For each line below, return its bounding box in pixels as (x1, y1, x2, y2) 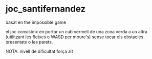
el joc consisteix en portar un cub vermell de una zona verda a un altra (5, 29, 148, 34)
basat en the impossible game (5, 19, 66, 25)
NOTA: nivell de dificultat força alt (5, 48, 73, 54)
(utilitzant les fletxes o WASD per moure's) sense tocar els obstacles (5, 34, 144, 40)
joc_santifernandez (5, 3, 86, 15)
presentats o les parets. (5, 39, 53, 44)
